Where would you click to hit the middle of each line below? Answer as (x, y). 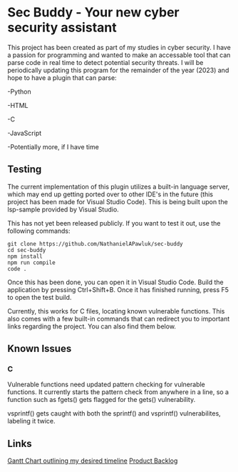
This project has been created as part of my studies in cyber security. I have (119, 47)
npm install (25, 256)
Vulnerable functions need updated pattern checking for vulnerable (106, 385)
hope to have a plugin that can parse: (62, 77)
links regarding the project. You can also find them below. (92, 326)
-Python (19, 91)
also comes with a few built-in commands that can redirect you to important (119, 318)
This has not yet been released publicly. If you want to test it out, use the (114, 223)
